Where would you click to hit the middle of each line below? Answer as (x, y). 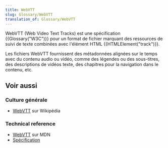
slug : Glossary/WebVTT (29, 15)
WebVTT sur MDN (31, 135)
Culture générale (26, 100)
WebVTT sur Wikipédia (36, 111)
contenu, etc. (19, 70)
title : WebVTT (20, 10)
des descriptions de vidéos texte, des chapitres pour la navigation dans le (82, 64)
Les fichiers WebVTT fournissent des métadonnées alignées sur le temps (81, 54)
